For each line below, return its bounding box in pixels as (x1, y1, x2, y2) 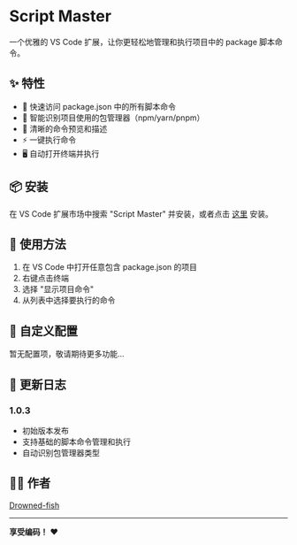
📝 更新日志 (9, 377, 66, 392)
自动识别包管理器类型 (21, 447, 100, 457)
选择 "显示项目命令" (21, 284, 95, 295)
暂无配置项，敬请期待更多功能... (9, 349, 126, 359)
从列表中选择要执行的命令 (21, 295, 116, 306)
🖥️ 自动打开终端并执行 (21, 148, 100, 158)
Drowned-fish (9, 500, 60, 510)
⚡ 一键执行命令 (21, 134, 77, 145)
